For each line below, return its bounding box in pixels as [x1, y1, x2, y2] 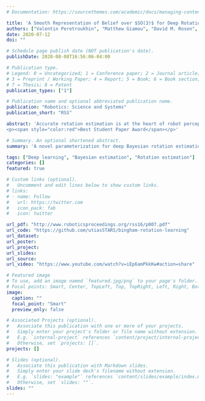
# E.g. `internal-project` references [6, 334, 111, 341]
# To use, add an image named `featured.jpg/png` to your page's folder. [6, 278, 198, 284]
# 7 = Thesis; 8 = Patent [6, 82, 72, 88]
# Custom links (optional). [6, 176, 78, 183]
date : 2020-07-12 [6, 31, 51, 37]
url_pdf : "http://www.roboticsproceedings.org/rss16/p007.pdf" [6, 222, 171, 228]
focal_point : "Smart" [12, 300, 67, 307]
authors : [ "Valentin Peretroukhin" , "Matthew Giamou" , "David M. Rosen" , [6, 26, 198, 32]
